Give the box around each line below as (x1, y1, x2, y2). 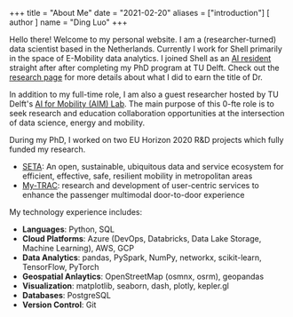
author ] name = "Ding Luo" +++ (9, 17, 128, 28)
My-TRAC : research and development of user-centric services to (21, 180, 259, 190)
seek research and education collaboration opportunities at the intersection (9, 108, 285, 118)
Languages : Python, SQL (21, 224, 115, 234)
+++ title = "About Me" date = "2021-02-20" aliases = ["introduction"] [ (9, 8, 270, 18)
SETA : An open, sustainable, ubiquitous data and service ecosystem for (21, 162, 284, 171)
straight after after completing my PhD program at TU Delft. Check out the (9, 62, 280, 73)
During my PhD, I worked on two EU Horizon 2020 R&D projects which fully (9, 135, 284, 145)
